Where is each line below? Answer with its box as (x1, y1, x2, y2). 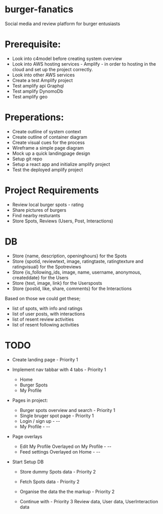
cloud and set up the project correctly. (12, 66, 93, 72)
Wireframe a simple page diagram (12, 145, 84, 151)
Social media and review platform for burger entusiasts (5, 20, 121, 27)
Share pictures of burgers (12, 207, 67, 213)
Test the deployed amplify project (12, 167, 83, 173)
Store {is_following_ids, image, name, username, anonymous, (12, 269, 142, 275)
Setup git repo (12, 155, 42, 162)
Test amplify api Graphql (12, 83, 64, 89)
